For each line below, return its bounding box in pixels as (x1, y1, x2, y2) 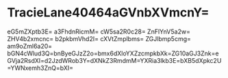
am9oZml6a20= (7, 42, 53, 50)
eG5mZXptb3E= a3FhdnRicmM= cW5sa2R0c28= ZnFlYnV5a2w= (7, 27, 190, 36)
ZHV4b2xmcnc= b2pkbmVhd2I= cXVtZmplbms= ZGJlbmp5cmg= (7, 34, 192, 42)
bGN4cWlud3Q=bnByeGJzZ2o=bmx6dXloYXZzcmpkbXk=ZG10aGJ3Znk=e (7, 49, 219, 57)
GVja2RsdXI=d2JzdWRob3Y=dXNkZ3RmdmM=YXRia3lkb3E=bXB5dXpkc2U (7, 56, 222, 64)
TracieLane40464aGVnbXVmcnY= (7, 5, 210, 21)
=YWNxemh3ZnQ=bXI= (7, 64, 74, 72)
